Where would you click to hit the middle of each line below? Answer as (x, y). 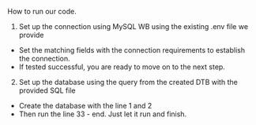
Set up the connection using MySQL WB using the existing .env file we (134, 26)
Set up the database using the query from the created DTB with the (128, 82)
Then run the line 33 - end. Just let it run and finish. (103, 114)
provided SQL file (47, 90)
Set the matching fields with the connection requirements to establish (132, 50)
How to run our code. (42, 11)
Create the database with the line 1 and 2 (85, 106)
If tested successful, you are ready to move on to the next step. (122, 67)
